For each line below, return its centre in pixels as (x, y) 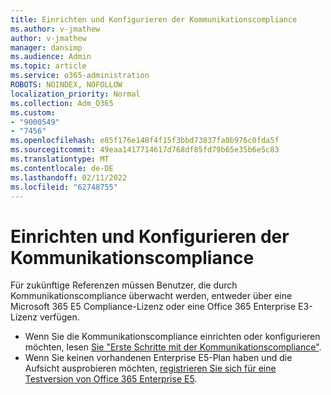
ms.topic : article (48, 66)
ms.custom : (33, 112)
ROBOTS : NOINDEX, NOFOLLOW (66, 85)
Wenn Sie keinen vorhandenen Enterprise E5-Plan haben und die (158, 358)
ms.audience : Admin (51, 57)
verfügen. (59, 317)
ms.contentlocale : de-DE (62, 168)
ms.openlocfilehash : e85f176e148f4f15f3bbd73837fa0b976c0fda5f (145, 141)
